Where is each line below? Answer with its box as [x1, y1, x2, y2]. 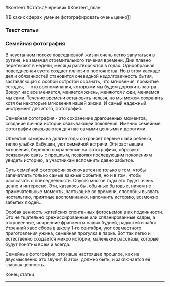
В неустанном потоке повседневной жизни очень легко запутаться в [5, 52, 155, 58]
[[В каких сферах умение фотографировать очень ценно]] [5, 14, 131, 20]
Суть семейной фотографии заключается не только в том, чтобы [5, 167, 146, 173]
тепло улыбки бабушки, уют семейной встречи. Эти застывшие [5, 141, 143, 147]
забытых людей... [5, 199, 43, 205]
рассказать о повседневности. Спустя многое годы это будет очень [5, 178, 153, 184]
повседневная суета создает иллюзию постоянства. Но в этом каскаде [5, 68, 160, 74]
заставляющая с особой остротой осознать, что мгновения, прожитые [5, 78, 159, 85]
